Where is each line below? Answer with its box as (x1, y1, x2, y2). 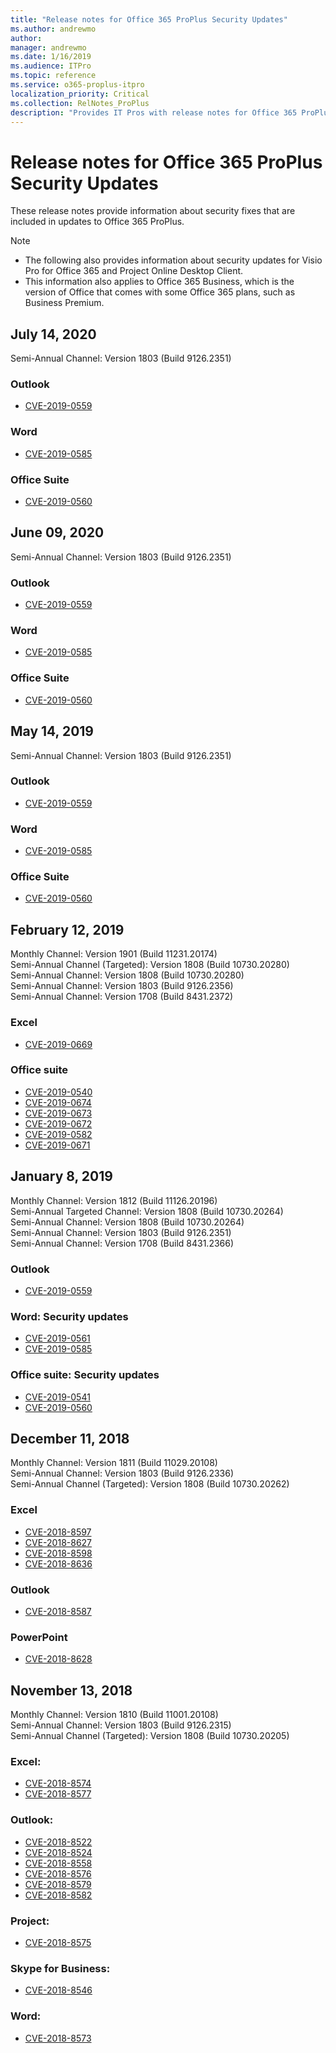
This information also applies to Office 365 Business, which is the (24, 276, 295, 288)
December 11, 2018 (10, 1430, 130, 1447)
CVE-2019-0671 (24, 1139, 91, 1151)
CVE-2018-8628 (24, 1653, 93, 1665)
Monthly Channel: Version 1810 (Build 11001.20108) (10, 1709, 219, 1721)
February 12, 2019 (10, 921, 125, 938)
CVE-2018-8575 (24, 1936, 92, 1948)
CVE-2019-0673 (24, 1107, 93, 1119)
